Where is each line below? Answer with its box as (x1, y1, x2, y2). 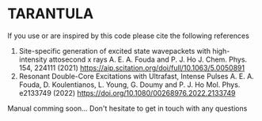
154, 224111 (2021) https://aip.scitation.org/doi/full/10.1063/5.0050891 (18, 62, 245, 72)
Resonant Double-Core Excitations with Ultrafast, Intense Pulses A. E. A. (18, 71, 254, 81)
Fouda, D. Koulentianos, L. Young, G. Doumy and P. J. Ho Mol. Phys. (18, 80, 241, 89)
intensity (18, 55, 47, 64)
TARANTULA (7, 5, 94, 23)
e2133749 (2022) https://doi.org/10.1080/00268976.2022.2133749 (18, 88, 236, 97)
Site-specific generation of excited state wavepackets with (18, 46, 211, 55)
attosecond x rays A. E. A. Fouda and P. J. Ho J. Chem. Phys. (48, 55, 247, 64)
